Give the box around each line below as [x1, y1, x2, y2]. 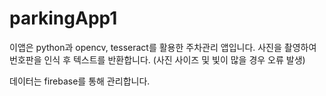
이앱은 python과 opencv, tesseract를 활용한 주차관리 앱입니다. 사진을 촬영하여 [9, 41, 317, 53]
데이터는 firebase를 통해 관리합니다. [9, 75, 151, 87]
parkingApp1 [9, 7, 118, 30]
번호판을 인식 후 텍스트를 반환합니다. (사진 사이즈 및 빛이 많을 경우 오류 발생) [9, 53, 306, 66]
